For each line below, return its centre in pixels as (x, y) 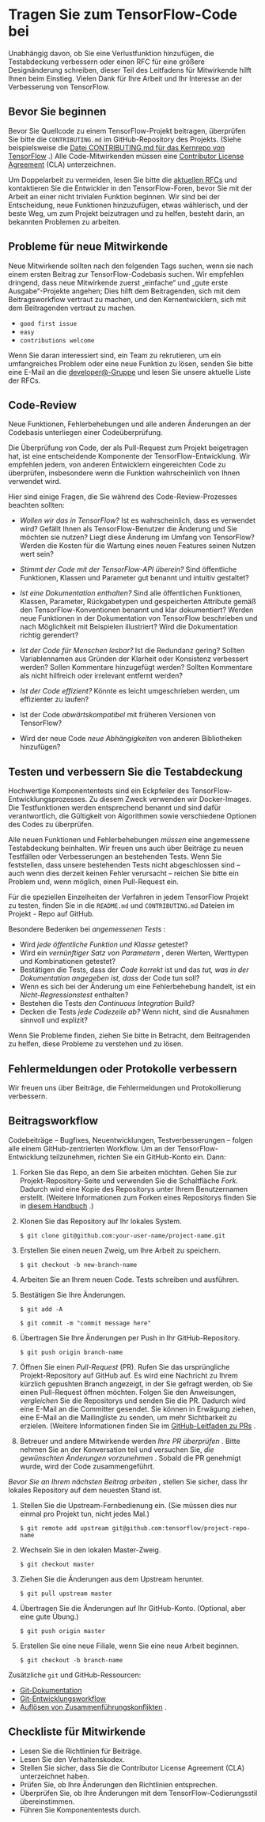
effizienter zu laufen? (54, 699)
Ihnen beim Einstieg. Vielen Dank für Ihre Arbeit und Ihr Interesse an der (125, 78)
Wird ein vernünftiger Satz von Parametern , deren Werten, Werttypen (134, 953)
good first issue (48, 323)
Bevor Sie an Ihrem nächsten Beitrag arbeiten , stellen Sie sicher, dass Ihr (128, 1481)
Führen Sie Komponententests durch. (80, 1809)
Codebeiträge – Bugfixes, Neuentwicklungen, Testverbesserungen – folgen (131, 1140)
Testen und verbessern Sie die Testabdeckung (126, 771)
